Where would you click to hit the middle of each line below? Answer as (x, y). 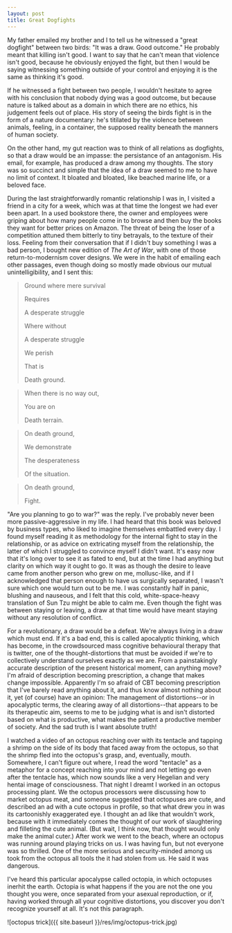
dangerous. (24, 866)
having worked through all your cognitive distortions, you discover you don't (116, 901)
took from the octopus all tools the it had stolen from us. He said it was (108, 858)
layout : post (26, 14)
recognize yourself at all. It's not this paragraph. (75, 908)
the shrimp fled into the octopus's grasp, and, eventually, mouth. (99, 755)
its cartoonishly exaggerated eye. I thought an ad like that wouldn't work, (111, 814)
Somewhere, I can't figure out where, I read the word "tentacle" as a (105, 762)
